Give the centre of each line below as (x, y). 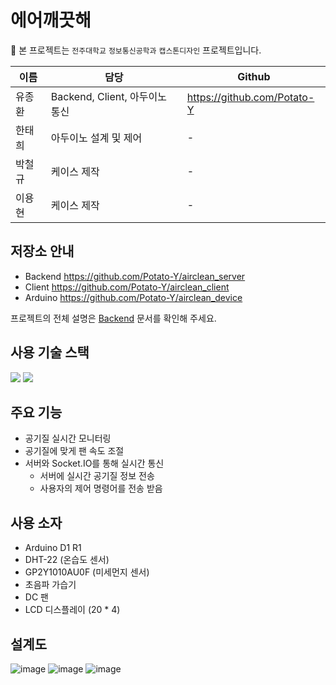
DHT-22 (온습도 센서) (67, 560)
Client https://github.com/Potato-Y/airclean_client (127, 287)
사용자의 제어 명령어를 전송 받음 (101, 488)
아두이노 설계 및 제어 (96, 138)
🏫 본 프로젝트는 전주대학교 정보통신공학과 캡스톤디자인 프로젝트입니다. (136, 50)
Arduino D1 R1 (53, 548)
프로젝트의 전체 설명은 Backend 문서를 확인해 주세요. (113, 318)
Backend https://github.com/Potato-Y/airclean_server (135, 276)
